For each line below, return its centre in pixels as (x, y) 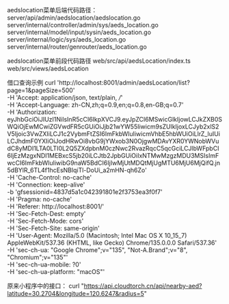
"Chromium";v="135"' (38, 257)
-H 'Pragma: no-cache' (40, 199)
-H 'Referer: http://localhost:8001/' (56, 206)
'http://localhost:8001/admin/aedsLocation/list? (123, 83)
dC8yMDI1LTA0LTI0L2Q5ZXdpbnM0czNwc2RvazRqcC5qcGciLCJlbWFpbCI (113, 148)
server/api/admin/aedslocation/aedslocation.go (74, 18)
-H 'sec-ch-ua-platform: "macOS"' (56, 272)
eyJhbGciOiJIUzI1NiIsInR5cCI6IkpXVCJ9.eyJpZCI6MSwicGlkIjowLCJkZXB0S (114, 119)
